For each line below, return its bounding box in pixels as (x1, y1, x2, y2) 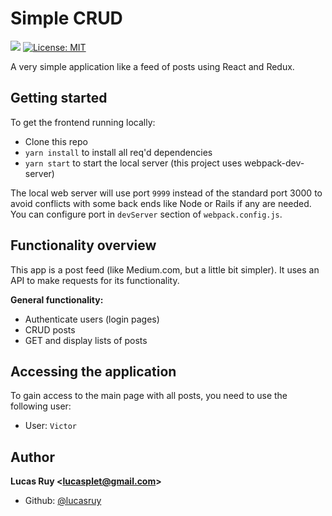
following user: (10, 400, 72, 412)
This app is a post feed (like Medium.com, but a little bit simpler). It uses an (10, 263, 320, 276)
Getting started (10, 90, 108, 107)
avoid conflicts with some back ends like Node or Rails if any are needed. (10, 197, 312, 209)
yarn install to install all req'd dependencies (24, 146, 213, 158)
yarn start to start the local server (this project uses (24, 157, 243, 169)
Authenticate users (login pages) (24, 313, 160, 325)
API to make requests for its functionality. (10, 274, 180, 286)
